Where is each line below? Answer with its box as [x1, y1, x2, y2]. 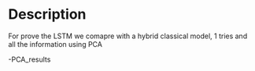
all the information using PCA [8, 39, 102, 48]
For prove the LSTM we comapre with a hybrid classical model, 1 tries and [8, 31, 248, 41]
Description [8, 5, 87, 23]
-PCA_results [8, 55, 51, 64]
